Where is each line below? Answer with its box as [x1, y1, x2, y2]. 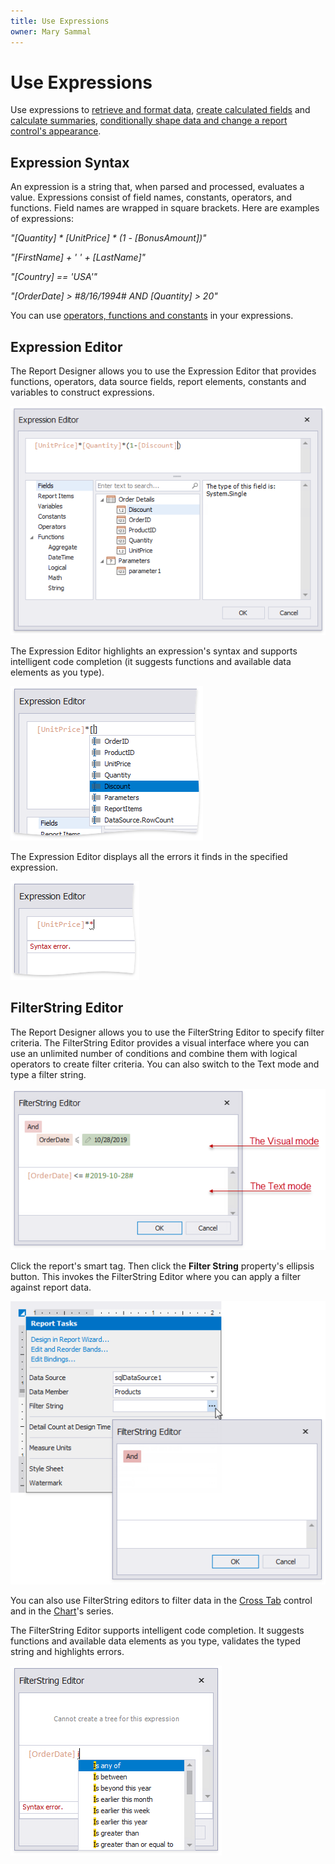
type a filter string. [10, 1068, 87, 1080]
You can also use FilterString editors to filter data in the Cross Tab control [10, 1595, 313, 1607]
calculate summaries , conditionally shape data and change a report [10, 115, 288, 127]
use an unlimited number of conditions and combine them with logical [10, 1047, 298, 1059]
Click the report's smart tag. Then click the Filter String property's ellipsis [10, 1260, 315, 1272]
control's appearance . [10, 125, 102, 137]
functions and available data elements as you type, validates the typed [10, 1635, 302, 1647]
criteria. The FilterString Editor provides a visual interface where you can [10, 1036, 310, 1049]
